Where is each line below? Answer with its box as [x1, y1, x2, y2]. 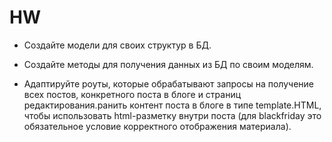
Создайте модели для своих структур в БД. [23, 39, 212, 51]
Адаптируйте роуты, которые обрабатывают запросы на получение [23, 77, 314, 90]
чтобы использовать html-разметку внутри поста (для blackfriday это [23, 109, 322, 121]
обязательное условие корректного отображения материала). [23, 120, 292, 132]
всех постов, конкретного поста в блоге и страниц [23, 88, 242, 100]
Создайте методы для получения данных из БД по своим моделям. [23, 58, 314, 70]
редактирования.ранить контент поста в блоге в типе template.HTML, [23, 99, 322, 111]
